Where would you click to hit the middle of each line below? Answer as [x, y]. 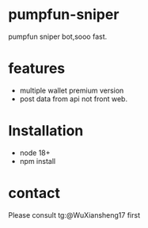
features [37, 68]
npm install [38, 161]
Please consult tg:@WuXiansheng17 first [74, 215]
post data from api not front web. [74, 99]
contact [34, 193]
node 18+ [35, 153]
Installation [46, 131]
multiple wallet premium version [72, 90]
